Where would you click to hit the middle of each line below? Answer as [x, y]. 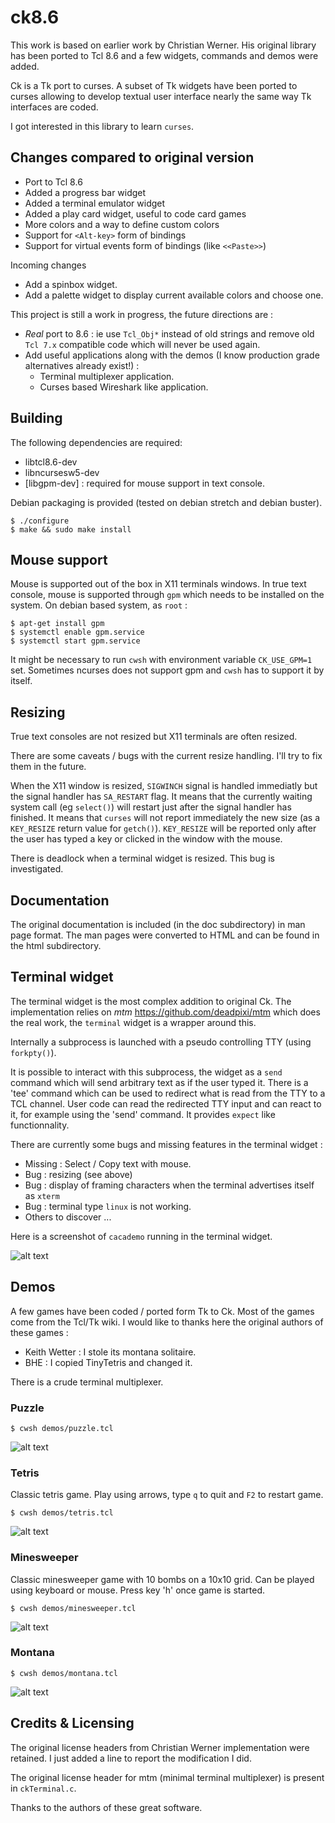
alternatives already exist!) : [82, 365]
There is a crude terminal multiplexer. [87, 1382]
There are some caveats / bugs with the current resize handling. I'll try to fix [166, 756]
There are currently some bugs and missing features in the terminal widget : [166, 1144]
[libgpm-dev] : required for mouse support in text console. [144, 483]
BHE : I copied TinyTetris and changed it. [108, 1362]
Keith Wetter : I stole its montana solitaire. [110, 1352]
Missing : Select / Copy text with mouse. [108, 1163]
